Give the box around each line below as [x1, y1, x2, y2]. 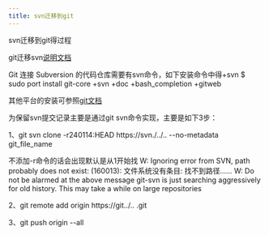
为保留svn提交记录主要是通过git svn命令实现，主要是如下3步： [8, 113, 218, 122]
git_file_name [8, 139, 53, 148]
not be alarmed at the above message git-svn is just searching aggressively [8, 175, 261, 185]
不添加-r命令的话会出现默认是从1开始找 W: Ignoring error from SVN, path [8, 156, 250, 165]
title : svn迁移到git [8, 11, 75, 20]
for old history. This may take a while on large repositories [8, 183, 203, 193]
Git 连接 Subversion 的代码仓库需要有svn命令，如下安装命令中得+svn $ [8, 70, 246, 79]
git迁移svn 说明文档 [8, 52, 72, 62]
